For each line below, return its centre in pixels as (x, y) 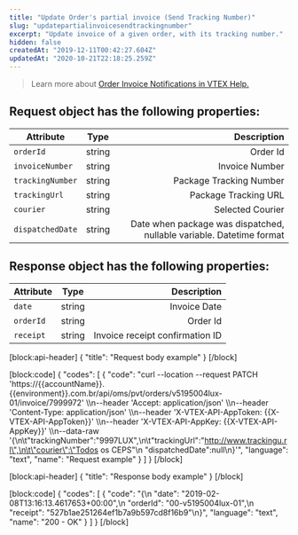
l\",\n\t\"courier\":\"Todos (54, 450)
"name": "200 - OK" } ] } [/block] (69, 522)
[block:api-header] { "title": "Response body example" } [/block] (126, 476)
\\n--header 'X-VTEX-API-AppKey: (159, 421)
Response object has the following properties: (140, 267)
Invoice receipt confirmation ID (158, 335)
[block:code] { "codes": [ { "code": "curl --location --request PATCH (134, 374)
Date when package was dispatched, (207, 224)
